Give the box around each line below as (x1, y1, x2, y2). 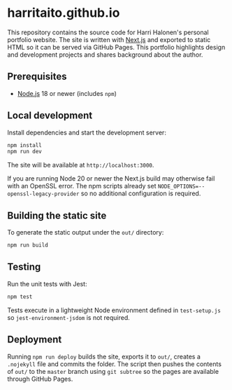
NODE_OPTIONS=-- (157, 183, 205, 190)
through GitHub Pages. (7, 375, 73, 383)
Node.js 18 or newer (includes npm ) (17, 89, 117, 97)
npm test (7, 293, 33, 300)
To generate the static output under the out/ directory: (7, 228, 164, 237)
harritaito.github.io (7, 5, 120, 21)
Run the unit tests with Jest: (7, 279, 87, 288)
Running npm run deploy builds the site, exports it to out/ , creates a (7, 352, 201, 361)
